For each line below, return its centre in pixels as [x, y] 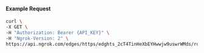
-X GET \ [17, 27]
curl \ [14, 21]
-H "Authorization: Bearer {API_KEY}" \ [58, 33]
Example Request [28, 9]
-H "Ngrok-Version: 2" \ [37, 38]
